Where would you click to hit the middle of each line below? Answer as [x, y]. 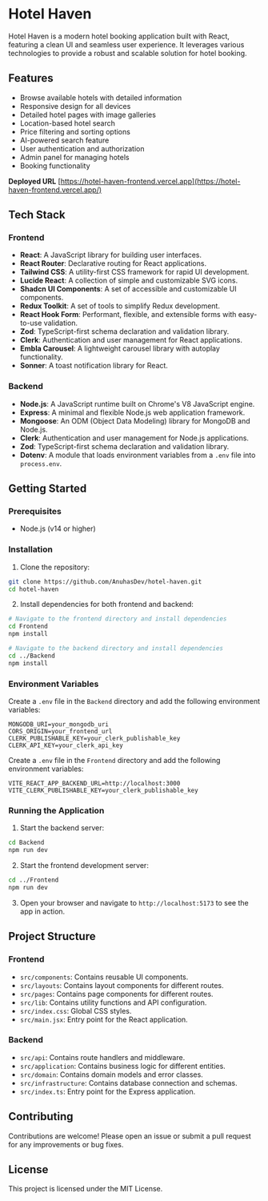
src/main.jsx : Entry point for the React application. [104, 1019]
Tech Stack [37, 215]
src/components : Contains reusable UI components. [104, 977]
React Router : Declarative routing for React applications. [113, 263]
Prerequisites [35, 512]
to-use [31, 323]
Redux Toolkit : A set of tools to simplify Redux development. [120, 306]
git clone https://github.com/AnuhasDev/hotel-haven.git [105, 581]
